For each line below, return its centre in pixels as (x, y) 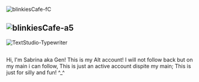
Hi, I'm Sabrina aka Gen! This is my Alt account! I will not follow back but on (100, 60)
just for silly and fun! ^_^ (35, 72)
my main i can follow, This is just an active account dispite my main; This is (99, 66)
